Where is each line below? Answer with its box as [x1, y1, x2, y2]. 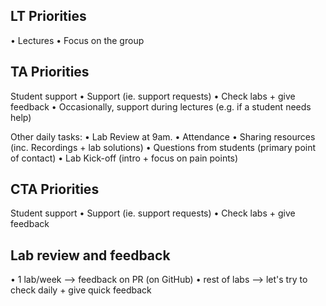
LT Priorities [10, 8, 87, 25]
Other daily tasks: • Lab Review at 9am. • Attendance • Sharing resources [10, 130, 316, 143]
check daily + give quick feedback [10, 284, 152, 296]
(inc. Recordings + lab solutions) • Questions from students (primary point [10, 141, 317, 153]
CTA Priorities [10, 181, 100, 198]
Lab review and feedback [10, 247, 171, 264]
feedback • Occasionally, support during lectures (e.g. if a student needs [10, 100, 312, 113]
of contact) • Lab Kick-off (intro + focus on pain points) [10, 152, 239, 164]
